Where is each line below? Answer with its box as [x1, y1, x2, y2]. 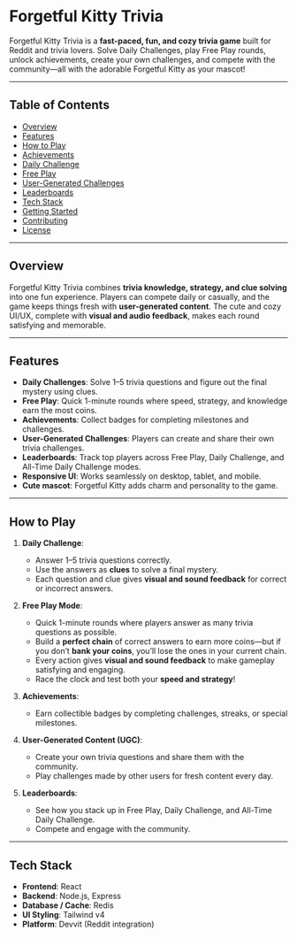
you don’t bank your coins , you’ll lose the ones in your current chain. [34, 646, 287, 657]
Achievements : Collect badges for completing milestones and [21, 414, 249, 426]
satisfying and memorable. [9, 319, 106, 330]
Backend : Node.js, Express [21, 891, 122, 901]
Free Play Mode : [21, 600, 83, 611]
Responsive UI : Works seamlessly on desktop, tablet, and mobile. [21, 471, 262, 481]
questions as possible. [34, 627, 118, 638]
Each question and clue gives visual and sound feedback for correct [34, 573, 287, 585]
